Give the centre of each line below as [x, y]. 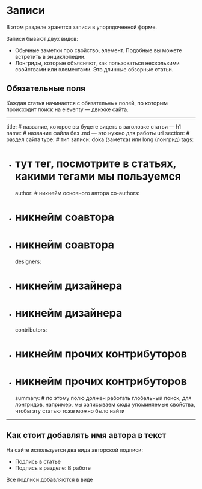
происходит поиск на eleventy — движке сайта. [67, 109]
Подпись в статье [38, 461]
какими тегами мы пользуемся [98, 176]
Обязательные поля [46, 89]
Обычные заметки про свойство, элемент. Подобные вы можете [98, 50]
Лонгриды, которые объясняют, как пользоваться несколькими [97, 63]
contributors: [31, 330]
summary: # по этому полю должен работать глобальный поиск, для [103, 398]
